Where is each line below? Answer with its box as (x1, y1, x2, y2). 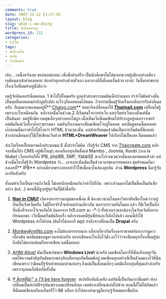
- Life (5, 40, 19, 45)
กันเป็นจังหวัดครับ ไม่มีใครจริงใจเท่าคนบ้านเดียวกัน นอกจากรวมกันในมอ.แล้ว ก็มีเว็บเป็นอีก (12, 201, 160, 207)
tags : (5, 44, 16, 49)
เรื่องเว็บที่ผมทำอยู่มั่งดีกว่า (5, 83, 47, 89)
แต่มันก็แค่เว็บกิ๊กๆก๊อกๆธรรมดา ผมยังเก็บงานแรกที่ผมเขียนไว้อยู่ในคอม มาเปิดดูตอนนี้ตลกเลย (5, 121, 157, 127)
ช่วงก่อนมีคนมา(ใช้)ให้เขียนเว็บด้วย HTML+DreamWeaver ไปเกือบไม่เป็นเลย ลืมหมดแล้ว (5, 133, 157, 139)
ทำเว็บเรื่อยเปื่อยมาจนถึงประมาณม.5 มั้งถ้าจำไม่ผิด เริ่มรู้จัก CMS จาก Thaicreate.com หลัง (5, 143, 159, 149)
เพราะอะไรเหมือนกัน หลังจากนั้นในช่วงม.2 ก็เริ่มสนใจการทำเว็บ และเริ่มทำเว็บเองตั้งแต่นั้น (5, 110, 151, 116)
